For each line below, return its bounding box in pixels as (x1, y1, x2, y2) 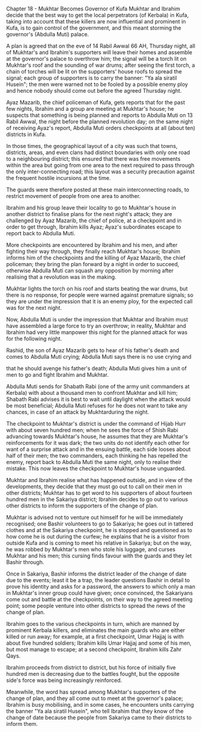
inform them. (6, 721, 38, 727)
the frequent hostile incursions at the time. (6, 175, 111, 181)
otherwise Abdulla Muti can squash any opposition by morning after (6, 267, 174, 274)
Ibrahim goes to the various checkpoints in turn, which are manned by (6, 620, 179, 627)
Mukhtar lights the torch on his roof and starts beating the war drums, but (6, 285, 188, 292)
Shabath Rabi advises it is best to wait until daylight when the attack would (6, 395, 191, 403)
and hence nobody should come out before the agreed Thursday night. (6, 87, 182, 94)
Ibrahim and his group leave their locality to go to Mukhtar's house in (6, 204, 176, 211)
